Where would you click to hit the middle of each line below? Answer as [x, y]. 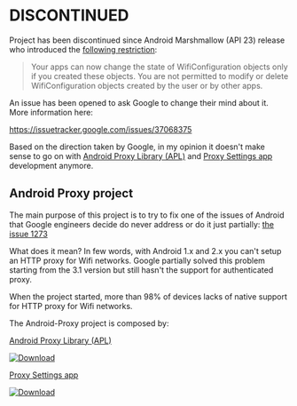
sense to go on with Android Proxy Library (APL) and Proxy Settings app [141, 155]
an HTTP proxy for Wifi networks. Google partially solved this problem [137, 260]
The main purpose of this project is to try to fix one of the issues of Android [147, 215]
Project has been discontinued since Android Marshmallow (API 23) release [147, 40]
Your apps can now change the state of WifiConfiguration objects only [159, 67]
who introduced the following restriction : [83, 49]
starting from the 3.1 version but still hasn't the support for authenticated [141, 270]
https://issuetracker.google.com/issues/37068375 [101, 129]
